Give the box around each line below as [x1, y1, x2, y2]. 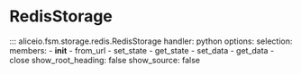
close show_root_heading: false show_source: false [9, 54, 201, 65]
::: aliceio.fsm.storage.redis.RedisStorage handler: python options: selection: [9, 36, 293, 46]
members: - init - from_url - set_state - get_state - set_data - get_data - [9, 45, 275, 55]
